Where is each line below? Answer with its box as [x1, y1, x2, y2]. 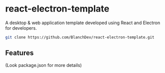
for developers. [5, 25, 37, 31]
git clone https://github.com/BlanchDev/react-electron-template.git [5, 35, 155, 40]
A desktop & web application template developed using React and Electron [5, 20, 160, 26]
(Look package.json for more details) [5, 62, 82, 68]
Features [5, 49, 34, 57]
